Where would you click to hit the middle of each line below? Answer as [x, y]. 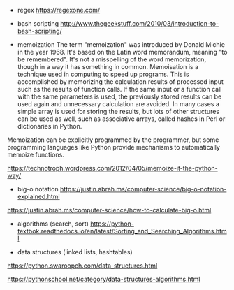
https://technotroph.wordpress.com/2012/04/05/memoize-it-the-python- [112, 168]
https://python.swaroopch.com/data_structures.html [82, 266]
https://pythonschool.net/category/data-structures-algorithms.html [104, 279]
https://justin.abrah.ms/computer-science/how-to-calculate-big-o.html [109, 210]
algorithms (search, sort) [53, 224]
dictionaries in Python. [50, 126]
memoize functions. [36, 154]
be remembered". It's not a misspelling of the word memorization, [112, 59]
